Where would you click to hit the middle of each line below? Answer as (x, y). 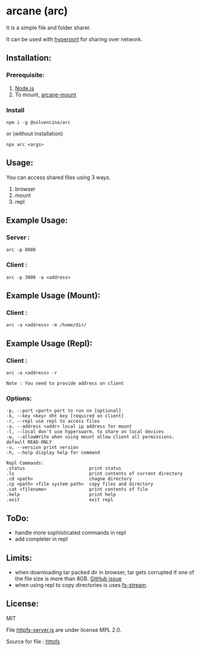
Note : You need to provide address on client (65, 384)
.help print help (61, 495)
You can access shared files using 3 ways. (59, 177)
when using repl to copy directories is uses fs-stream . (81, 585)
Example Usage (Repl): (49, 343)
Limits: (19, 558)
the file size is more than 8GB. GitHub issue (68, 579)
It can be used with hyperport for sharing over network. (75, 39)
